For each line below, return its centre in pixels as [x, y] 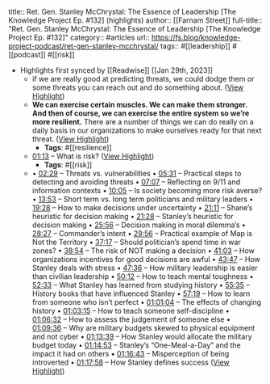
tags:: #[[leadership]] [195, 46]
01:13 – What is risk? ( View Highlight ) [93, 156]
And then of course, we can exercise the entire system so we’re [141, 113]
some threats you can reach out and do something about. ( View [138, 87]
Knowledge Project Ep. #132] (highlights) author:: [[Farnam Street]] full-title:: [135, 20]
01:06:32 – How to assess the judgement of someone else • [131, 319]
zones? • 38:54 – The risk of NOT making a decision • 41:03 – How [143, 251]
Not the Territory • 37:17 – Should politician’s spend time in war [137, 242]
